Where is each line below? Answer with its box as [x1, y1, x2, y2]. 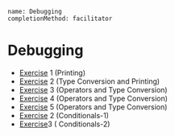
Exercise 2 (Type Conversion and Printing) [19, 76, 160, 86]
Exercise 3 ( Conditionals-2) [19, 119, 110, 129]
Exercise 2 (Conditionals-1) [19, 110, 110, 120]
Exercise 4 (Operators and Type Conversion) [19, 93, 169, 103]
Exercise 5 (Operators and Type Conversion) [19, 101, 168, 112]
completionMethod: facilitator [7, 14, 113, 23]
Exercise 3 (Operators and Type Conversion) [19, 84, 168, 94]
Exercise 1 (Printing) [19, 68, 86, 77]
